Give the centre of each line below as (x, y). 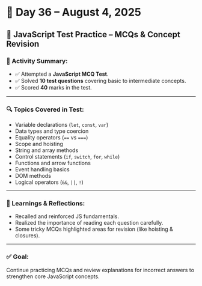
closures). (27, 236)
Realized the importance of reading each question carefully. (89, 223)
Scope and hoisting (39, 144)
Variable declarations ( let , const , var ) (62, 125)
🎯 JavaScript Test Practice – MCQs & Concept (93, 35)
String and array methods (47, 150)
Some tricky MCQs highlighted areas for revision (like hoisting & (94, 229)
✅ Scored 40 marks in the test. (53, 87)
